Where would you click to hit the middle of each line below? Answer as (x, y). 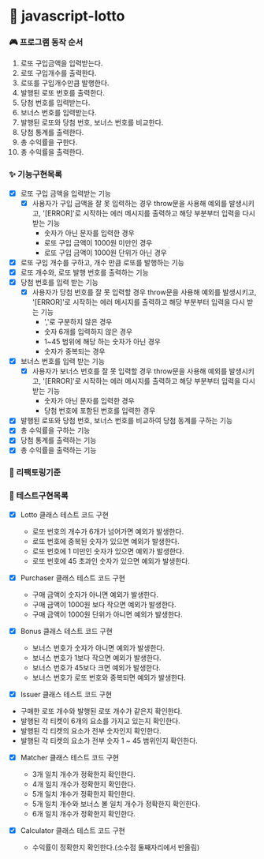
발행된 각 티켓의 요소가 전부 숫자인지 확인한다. (91, 731)
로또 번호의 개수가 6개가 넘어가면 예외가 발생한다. (108, 531)
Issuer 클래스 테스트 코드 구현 (66, 694)
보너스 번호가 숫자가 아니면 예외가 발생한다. (99, 647)
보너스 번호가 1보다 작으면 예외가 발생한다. (97, 658)
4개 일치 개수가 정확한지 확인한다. (84, 784)
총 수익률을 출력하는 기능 (58, 450)
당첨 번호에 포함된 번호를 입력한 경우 (100, 411)
